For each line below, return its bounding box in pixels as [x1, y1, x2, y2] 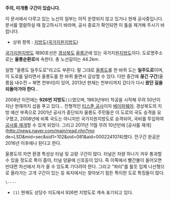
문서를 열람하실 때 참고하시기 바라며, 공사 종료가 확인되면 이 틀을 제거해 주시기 [5, 22, 160, 28]
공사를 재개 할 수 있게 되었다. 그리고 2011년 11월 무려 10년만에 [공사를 [5, 122, 141, 128]
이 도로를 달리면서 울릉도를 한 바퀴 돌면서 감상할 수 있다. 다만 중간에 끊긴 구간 [5, 73, 158, 79]
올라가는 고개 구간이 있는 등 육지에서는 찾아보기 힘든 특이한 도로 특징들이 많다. [10, 170, 165, 176]
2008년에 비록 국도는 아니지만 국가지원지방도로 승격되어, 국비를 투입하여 [20, 116, 164, 122]
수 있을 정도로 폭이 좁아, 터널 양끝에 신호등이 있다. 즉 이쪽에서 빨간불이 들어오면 [5, 157, 162, 163]
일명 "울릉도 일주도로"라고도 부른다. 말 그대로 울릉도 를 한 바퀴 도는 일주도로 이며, [5, 67, 164, 73]
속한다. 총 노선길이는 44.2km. [40, 56, 100, 62]
